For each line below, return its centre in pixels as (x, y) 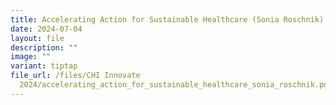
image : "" (31, 57)
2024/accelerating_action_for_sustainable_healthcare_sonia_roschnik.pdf (176, 85)
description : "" (44, 47)
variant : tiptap (44, 66)
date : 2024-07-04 (46, 29)
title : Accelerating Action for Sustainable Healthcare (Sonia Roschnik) (167, 19)
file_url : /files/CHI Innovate (75, 76)
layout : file (37, 38)
